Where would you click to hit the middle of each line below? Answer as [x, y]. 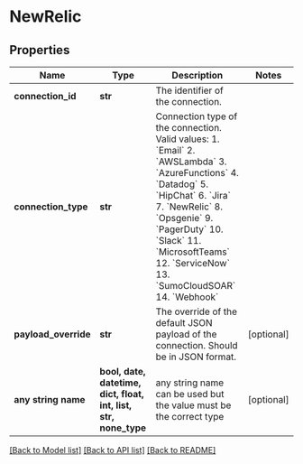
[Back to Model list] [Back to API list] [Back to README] [113, 450]
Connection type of [197, 116]
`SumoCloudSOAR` [196, 286]
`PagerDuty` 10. [189, 229]
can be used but [190, 394]
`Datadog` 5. [182, 184]
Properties [40, 50]
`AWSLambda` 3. [191, 162]
